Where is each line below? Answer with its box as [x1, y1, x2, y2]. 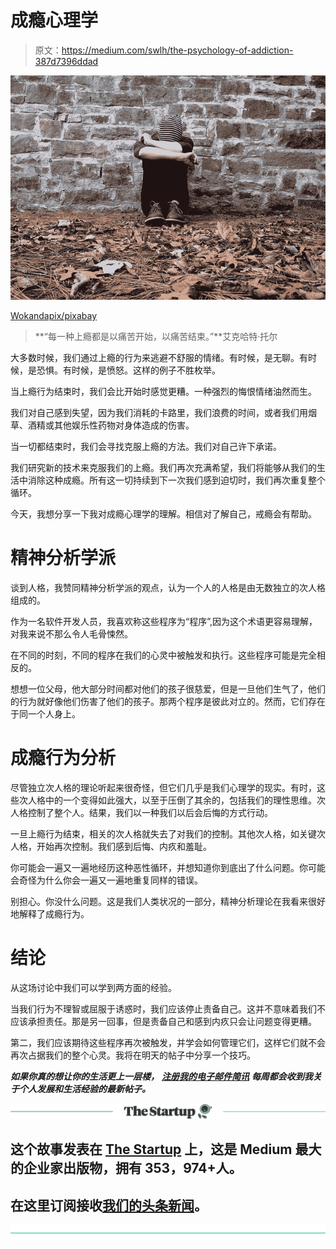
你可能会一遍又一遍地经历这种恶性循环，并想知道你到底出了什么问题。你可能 [10, 861, 326, 873]
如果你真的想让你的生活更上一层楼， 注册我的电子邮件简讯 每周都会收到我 [10, 1070, 313, 1082]
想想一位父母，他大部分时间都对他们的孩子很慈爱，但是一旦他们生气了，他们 [10, 682, 326, 695]
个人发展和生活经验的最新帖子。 [18, 1082, 151, 1095]
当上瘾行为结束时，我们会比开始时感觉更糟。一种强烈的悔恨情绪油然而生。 [10, 386, 317, 398]
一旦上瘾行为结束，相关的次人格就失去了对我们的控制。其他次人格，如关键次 [10, 827, 326, 840]
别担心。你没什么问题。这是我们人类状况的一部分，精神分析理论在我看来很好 [10, 895, 326, 907]
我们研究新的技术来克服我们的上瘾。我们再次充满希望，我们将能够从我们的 [10, 462, 317, 474]
